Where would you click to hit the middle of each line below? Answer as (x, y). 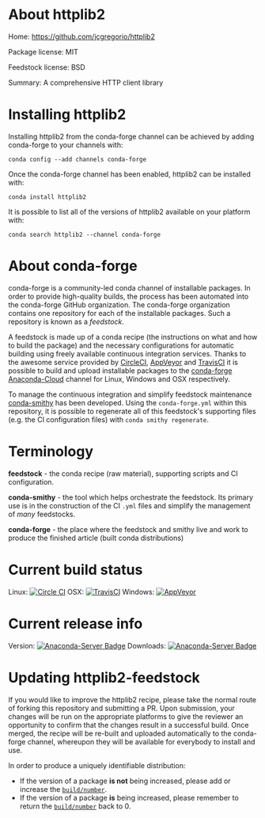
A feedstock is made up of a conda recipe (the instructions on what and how (133, 337)
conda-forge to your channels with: (66, 145)
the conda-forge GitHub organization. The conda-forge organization (119, 304)
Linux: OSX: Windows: (81, 592)
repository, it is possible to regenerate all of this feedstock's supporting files (132, 411)
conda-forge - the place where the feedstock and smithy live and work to (128, 529)
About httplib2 (57, 15)
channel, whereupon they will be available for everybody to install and (141, 741)
